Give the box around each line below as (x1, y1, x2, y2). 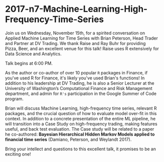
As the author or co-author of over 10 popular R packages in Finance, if (5, 69, 148, 75)
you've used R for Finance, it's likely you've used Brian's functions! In (5, 75, 145, 81)
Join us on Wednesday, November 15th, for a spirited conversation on (5, 30, 145, 36)
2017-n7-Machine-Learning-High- (5, 3, 148, 15)
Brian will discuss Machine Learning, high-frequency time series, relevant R (5, 105, 157, 111)
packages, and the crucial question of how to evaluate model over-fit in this (5, 110, 157, 116)
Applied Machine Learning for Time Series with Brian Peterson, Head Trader (5, 35, 158, 41)
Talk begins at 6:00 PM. (5, 60, 53, 66)
